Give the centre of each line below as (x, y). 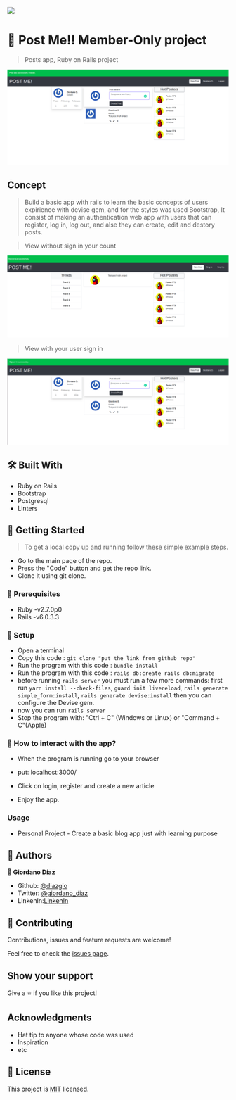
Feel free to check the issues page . (58, 954)
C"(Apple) (32, 725)
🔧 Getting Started (46, 530)
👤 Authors (30, 855)
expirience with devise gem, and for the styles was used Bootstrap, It (125, 209)
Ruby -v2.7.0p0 (39, 609)
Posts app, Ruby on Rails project (71, 59)
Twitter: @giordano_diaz (53, 893)
